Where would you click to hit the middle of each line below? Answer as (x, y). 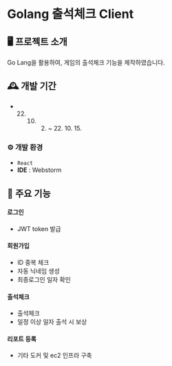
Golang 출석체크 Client (71, 14)
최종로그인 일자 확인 (44, 279)
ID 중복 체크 (33, 262)
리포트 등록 (22, 338)
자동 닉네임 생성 (38, 271)
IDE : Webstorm (39, 170)
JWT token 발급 (39, 228)
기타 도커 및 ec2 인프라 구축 (54, 356)
